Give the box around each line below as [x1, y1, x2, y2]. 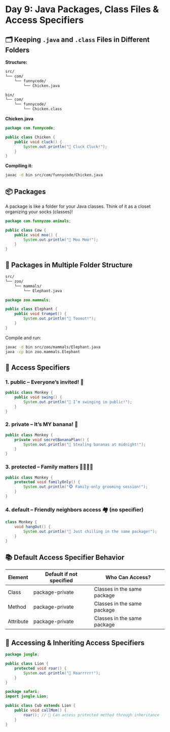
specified [50, 577, 73, 584]
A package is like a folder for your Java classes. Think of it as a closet [5, 203, 151, 209]
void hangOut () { [14, 524, 51, 529]
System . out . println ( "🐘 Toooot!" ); [23, 316, 96, 321]
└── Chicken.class [23, 107, 62, 112]
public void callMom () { [14, 708, 67, 713]
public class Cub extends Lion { [5, 703, 76, 708]
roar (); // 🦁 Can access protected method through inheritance [23, 712, 159, 717]
